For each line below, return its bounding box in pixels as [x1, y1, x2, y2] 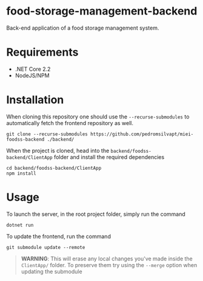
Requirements [6, 45, 79, 59]
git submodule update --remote [6, 244, 85, 250]
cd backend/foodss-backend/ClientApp [6, 165, 102, 171]
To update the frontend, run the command [6, 233, 111, 240]
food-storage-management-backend [6, 4, 198, 18]
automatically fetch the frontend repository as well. [6, 119, 133, 126]
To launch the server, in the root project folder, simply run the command [6, 210, 186, 218]
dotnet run [6, 222, 34, 228]
